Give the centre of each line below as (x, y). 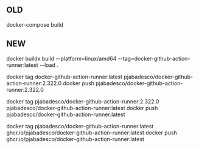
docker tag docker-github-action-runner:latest (65, 77)
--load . (49, 65)
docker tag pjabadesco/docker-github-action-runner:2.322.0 (83, 101)
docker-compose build (35, 24)
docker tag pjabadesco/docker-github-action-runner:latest (80, 126)
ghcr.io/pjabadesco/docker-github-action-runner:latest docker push (92, 133)
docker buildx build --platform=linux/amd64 (61, 58)
